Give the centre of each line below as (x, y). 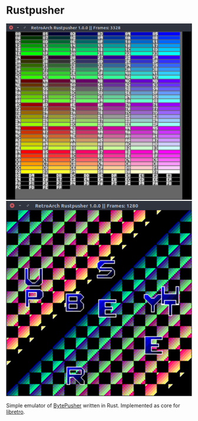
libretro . (16, 412)
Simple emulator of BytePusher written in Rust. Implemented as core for (93, 405)
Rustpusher (35, 10)
